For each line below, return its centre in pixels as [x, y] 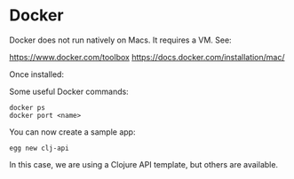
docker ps [28, 107]
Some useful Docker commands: [69, 91]
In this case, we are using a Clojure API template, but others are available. [143, 164]
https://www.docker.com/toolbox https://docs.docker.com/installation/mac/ [147, 57]
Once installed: [37, 74]
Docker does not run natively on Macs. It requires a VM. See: [121, 40]
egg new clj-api [39, 148]
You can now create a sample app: [72, 132]
